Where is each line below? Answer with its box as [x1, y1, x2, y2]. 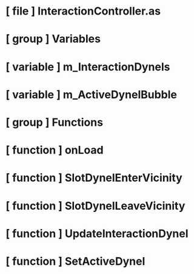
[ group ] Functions [5, 115, 104, 129]
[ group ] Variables [5, 32, 101, 46]
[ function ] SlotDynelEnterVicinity [5, 171, 182, 185]
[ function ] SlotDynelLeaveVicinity [5, 199, 186, 213]
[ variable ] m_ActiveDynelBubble [5, 87, 177, 101]
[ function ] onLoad [5, 143, 104, 157]
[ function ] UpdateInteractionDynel [5, 227, 189, 241]
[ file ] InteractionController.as [5, 4, 161, 18]
